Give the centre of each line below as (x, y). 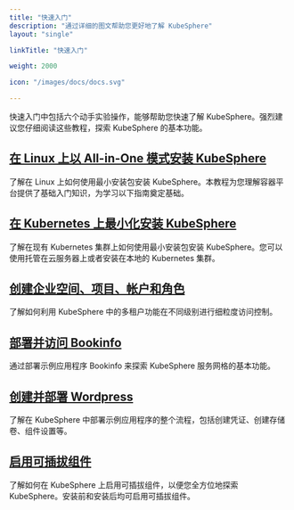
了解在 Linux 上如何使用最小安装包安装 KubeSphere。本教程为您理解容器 (143, 181)
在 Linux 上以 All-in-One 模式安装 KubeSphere (138, 158)
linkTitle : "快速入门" (49, 50)
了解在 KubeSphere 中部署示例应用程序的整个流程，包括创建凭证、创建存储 (147, 420)
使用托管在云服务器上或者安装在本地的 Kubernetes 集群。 (114, 258)
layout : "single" (41, 34)
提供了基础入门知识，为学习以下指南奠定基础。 (102, 193)
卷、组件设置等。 (41, 431)
